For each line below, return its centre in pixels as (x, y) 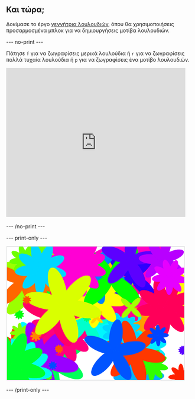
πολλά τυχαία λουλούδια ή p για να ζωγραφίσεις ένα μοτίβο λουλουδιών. (98, 59)
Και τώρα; (25, 10)
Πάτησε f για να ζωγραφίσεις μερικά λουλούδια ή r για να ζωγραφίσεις (95, 53)
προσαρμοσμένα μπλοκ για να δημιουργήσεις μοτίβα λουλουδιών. (88, 30)
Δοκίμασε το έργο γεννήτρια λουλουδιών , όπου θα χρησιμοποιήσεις (90, 24)
